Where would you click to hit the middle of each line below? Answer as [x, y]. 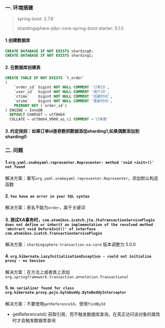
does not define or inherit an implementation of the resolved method [79, 225]
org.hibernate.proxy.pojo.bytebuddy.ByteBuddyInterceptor [66, 293]
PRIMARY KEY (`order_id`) [41, 105]
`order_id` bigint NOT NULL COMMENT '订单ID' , [62, 87]
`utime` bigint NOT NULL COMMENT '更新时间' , [63, 101]
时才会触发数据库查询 [34, 320]
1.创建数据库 [18, 40]
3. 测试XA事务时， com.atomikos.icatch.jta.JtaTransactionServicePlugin [80, 220]
